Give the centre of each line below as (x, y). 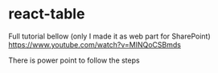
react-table (47, 14)
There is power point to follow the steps (74, 60)
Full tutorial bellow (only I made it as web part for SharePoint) (109, 36)
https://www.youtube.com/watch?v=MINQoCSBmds (95, 44)
